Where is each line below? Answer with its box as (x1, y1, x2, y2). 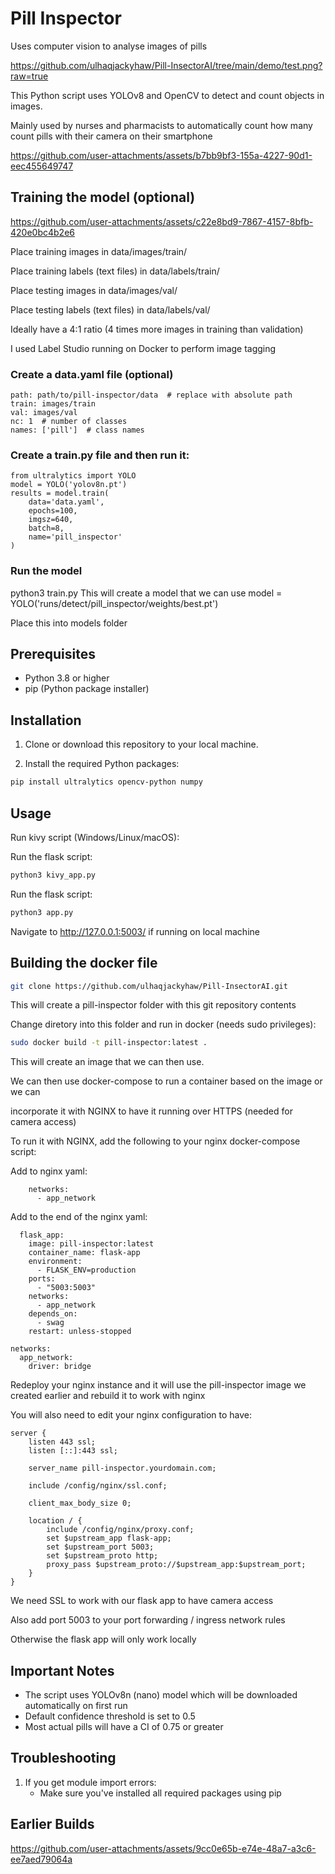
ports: (28, 1274, 56, 1284)
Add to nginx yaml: (10, 1165, 88, 1177)
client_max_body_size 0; (28, 1498, 132, 1509)
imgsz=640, (28, 515, 74, 525)
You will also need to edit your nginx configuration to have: (10, 1409, 252, 1421)
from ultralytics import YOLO (10, 471, 137, 481)
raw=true (10, 70, 49, 82)
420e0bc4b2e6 (10, 226, 75, 238)
